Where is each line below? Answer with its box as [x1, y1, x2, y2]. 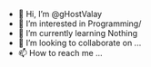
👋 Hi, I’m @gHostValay [17, 9, 103, 19]
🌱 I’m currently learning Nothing [17, 28, 138, 38]
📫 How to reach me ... [17, 48, 103, 58]
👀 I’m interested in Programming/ [17, 18, 142, 29]
